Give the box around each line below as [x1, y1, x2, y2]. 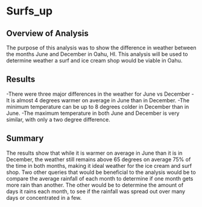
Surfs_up [6, 4, 53, 18]
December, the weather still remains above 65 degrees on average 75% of [6, 155, 191, 163]
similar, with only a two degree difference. [6, 116, 110, 123]
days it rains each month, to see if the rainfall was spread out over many [6, 188, 186, 195]
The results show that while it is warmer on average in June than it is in [6, 149, 183, 156]
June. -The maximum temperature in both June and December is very [6, 110, 180, 117]
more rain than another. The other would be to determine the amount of [6, 181, 184, 188]
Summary [6, 134, 44, 144]
